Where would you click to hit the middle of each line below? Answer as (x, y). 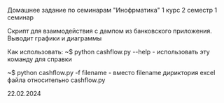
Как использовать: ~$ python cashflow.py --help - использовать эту (108, 52)
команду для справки (40, 59)
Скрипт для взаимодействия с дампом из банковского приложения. (110, 31)
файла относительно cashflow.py (56, 80)
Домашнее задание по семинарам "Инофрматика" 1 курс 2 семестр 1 (112, 10)
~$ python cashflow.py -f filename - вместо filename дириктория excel (111, 73)
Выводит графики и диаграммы (55, 38)
